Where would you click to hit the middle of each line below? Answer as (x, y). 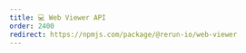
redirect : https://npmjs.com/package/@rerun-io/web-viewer (123, 34)
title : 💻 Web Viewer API (58, 18)
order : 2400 (32, 26)
